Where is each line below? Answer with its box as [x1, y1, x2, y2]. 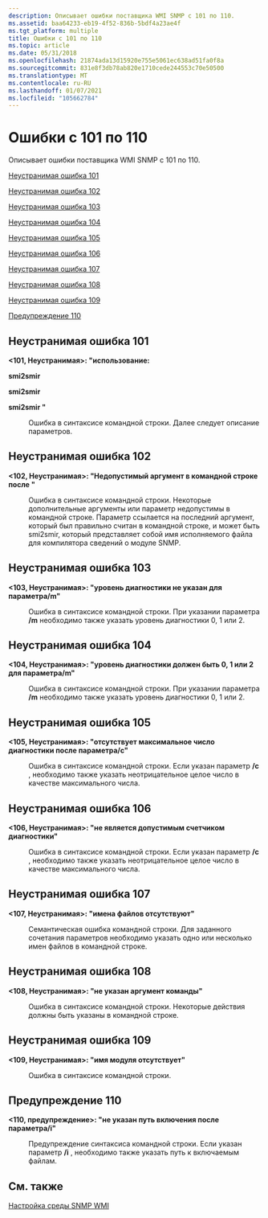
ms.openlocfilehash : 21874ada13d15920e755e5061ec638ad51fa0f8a [8, 57, 225, 65]
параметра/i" [8, 1123, 56, 1134]
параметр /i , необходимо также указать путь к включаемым [28, 1147, 239, 1158]
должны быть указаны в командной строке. [28, 1010, 179, 1019]
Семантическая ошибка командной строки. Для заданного [28, 924, 232, 933]
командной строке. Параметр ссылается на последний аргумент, [28, 512, 255, 522]
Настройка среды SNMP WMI [8, 1201, 110, 1211]
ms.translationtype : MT [8, 72, 88, 80]
